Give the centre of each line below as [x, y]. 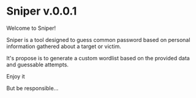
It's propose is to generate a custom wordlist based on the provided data [98, 58]
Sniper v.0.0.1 [42, 11]
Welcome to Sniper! [31, 28]
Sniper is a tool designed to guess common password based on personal [98, 40]
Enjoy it [16, 76]
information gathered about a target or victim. [64, 46]
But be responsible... [32, 88]
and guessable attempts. [38, 65]
